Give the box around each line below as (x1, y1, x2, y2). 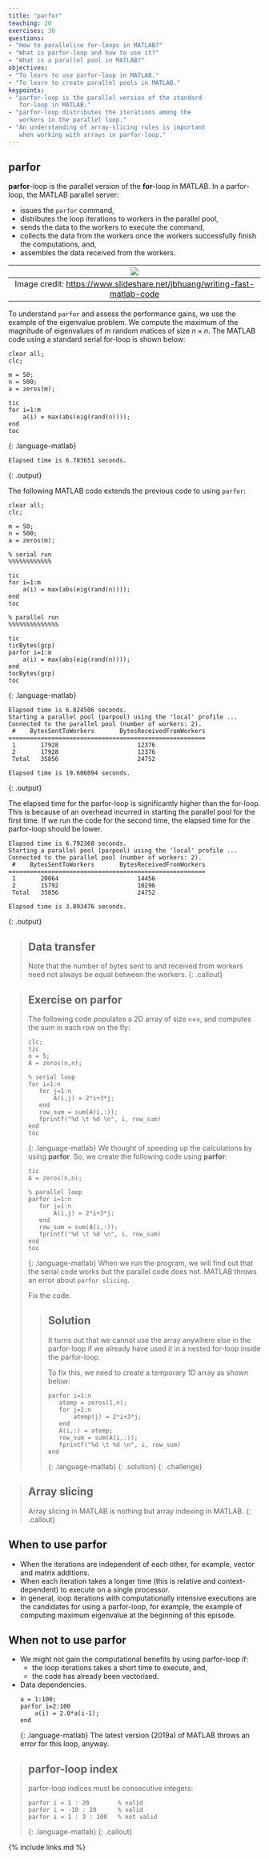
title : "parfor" (8, 11, 62, 20)
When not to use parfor (8, 1633, 126, 1647)
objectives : (8, 64, 48, 72)
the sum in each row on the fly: (27, 1023, 130, 1032)
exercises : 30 (8, 26, 56, 34)
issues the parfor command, (19, 206, 114, 215)
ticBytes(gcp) (8, 642, 56, 650)
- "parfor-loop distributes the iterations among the (8, 109, 192, 117)
